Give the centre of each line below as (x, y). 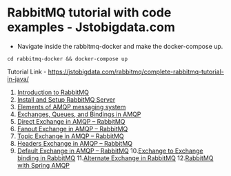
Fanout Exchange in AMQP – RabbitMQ (72, 129)
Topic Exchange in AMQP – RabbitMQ (70, 136)
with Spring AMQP (43, 165)
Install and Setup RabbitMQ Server (66, 99)
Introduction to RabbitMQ (53, 92)
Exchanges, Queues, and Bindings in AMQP (79, 114)
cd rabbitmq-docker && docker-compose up (68, 59)
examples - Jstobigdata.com (91, 27)
